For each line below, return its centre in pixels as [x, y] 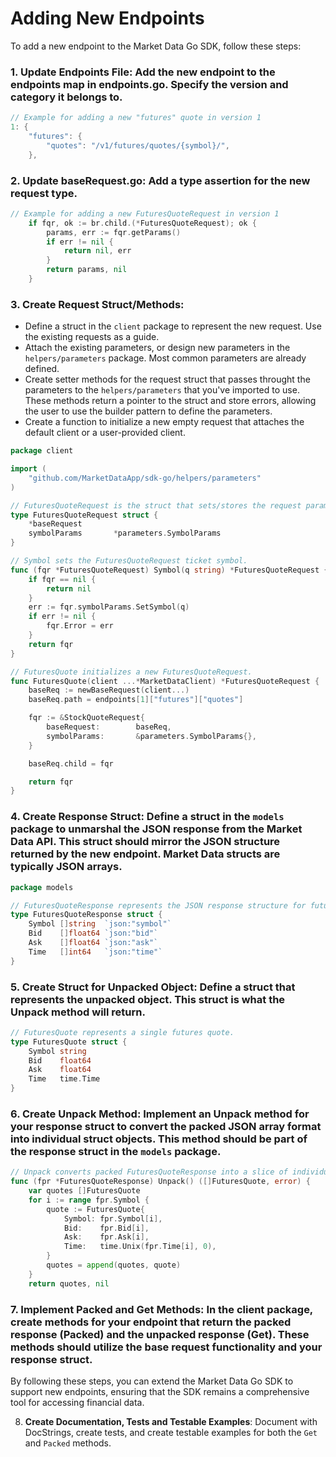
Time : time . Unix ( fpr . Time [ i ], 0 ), [140, 1247]
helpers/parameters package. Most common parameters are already [165, 358]
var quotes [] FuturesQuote [84, 1191]
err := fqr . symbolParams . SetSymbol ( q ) [109, 607]
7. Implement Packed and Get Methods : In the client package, [161, 1309]
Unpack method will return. [78, 1012]
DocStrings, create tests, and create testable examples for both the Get [171, 1433]
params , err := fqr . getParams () [114, 232]
